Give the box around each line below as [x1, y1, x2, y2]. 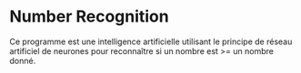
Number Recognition [9, 6, 170, 27]
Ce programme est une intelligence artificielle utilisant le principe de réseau [9, 36, 293, 47]
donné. [9, 55, 36, 66]
